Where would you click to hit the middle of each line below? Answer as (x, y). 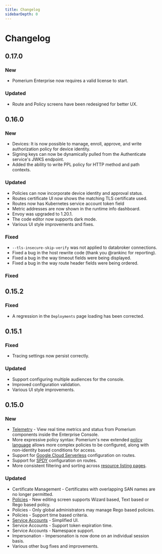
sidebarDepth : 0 (21, 14)
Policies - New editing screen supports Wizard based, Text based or (81, 499)
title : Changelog (23, 10)
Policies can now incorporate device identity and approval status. (78, 193)
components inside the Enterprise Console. (55, 434)
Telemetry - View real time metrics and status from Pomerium (74, 430)
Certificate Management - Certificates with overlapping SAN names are (84, 489)
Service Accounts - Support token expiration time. (62, 525)
